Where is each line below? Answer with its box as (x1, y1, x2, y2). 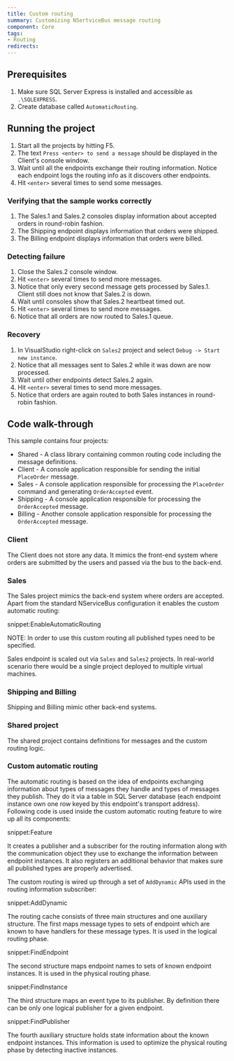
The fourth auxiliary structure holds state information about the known (7, 1031, 210, 1039)
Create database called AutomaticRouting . (17, 102, 138, 111)
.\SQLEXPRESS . (17, 95, 57, 103)
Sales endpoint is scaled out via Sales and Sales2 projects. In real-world (7, 655, 214, 663)
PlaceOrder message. (17, 472, 79, 481)
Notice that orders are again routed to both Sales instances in (17, 390, 194, 399)
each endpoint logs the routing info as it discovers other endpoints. (17, 171, 211, 179)
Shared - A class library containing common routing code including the (17, 450, 221, 459)
